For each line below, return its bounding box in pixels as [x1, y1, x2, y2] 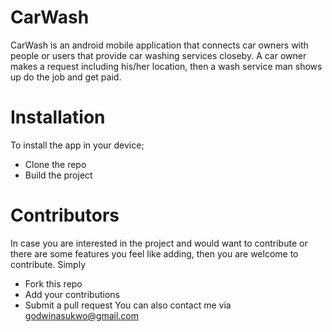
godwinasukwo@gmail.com [24, 309, 139, 321]
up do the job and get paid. [10, 71, 122, 83]
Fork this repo [24, 277, 83, 290]
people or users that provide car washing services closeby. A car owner [10, 49, 307, 61]
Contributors [10, 204, 120, 227]
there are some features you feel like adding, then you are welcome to [10, 247, 299, 260]
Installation [10, 106, 106, 129]
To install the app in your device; [10, 139, 145, 151]
